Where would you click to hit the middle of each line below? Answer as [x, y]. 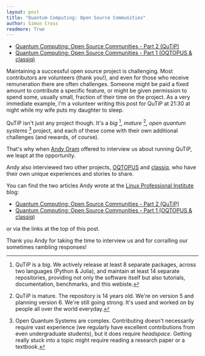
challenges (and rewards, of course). [53, 137]
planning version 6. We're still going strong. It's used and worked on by [104, 302]
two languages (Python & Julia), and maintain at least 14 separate [97, 271]
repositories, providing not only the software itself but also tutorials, [100, 277]
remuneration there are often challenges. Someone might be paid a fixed [98, 84]
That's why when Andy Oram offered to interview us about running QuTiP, [99, 149]
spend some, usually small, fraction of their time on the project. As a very [98, 97]
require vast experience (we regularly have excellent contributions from [105, 327]
